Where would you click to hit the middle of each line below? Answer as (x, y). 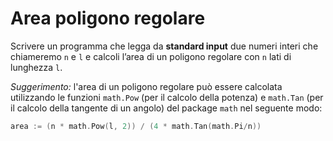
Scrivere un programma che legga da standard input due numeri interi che (164, 46)
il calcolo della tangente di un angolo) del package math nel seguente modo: (166, 108)
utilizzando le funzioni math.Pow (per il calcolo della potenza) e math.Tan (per (167, 97)
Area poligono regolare (108, 18)
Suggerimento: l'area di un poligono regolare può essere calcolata (146, 86)
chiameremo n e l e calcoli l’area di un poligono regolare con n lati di (151, 56)
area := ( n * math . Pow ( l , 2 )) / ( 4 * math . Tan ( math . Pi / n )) (136, 126)
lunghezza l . (36, 67)
